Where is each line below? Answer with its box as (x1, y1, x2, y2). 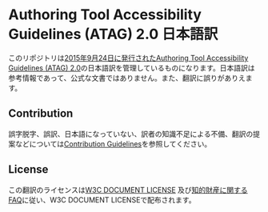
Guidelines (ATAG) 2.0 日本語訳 (8, 26, 218, 43)
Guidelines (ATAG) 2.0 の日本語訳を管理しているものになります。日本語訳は (8, 62, 255, 73)
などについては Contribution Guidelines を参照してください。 (14, 138, 212, 149)
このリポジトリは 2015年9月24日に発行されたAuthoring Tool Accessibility (8, 53, 249, 62)
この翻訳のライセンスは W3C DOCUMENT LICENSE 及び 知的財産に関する (8, 185, 248, 194)
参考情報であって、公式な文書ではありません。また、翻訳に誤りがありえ (8, 73, 246, 82)
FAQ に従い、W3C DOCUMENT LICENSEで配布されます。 (8, 194, 196, 205)
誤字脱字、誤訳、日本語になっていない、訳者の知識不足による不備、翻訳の (8, 129, 254, 138)
